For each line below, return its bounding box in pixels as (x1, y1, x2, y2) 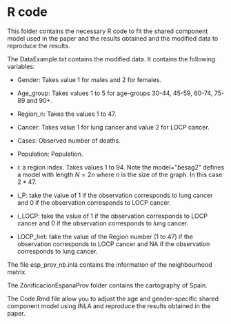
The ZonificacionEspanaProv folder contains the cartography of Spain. (7, 281, 208, 290)
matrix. (7, 267, 28, 276)
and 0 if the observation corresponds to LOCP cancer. (17, 198, 171, 207)
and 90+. (26, 96, 53, 104)
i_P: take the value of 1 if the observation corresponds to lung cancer (17, 191, 213, 199)
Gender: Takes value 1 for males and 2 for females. (17, 75, 162, 83)
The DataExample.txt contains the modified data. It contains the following (7, 54, 216, 63)
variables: (7, 62, 35, 70)
